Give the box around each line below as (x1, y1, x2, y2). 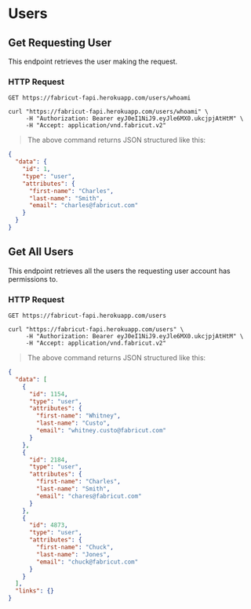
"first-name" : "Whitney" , (36, 412, 122, 420)
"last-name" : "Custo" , (36, 419, 111, 428)
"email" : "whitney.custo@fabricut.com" (36, 427, 167, 435)
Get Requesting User (8, 36, 112, 49)
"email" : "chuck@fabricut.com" (36, 558, 139, 566)
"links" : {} (15, 587, 55, 595)
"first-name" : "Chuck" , (36, 543, 114, 552)
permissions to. (8, 274, 58, 283)
